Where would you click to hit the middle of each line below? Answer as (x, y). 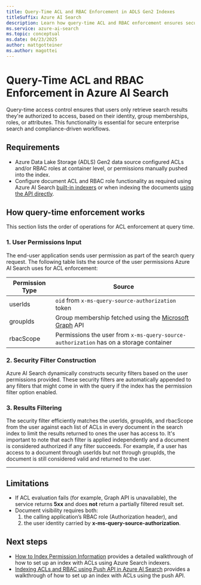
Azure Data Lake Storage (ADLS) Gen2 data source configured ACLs (99, 162)
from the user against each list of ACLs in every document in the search (95, 427)
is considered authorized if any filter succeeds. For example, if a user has (97, 446)
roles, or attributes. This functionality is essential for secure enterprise (93, 122)
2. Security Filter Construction (51, 360)
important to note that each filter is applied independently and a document (98, 440)
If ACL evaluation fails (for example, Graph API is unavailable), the (96, 498)
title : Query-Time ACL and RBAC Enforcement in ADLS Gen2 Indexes (91, 12)
